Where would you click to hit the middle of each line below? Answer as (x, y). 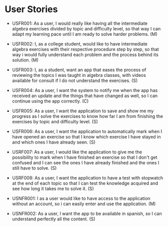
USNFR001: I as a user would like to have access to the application (81, 198)
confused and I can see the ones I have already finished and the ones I (86, 162)
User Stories (31, 9)
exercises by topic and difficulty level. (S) (55, 121)
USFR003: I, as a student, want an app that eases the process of (79, 70)
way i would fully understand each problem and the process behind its (85, 55)
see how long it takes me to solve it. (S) (53, 189)
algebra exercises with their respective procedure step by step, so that (86, 49)
